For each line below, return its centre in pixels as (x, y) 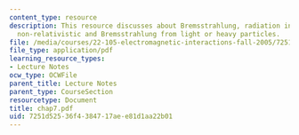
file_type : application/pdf (61, 51)
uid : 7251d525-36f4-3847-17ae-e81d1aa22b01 (91, 116)
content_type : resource (53, 17)
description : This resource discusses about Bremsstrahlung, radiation (145, 26)
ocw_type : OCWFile (43, 75)
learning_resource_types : (57, 59)
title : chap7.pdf (41, 108)
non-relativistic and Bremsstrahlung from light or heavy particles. (149, 34)
